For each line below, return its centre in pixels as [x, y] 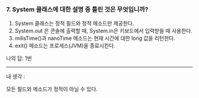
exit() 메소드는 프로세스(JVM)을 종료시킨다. [65, 46]
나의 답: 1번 [19, 58]
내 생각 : [16, 77]
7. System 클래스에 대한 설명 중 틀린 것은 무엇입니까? [77, 9]
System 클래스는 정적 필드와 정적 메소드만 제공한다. [74, 23]
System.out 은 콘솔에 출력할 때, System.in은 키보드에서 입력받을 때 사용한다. [103, 31]
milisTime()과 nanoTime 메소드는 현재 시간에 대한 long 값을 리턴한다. [95, 38]
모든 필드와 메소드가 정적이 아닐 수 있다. [52, 89]
